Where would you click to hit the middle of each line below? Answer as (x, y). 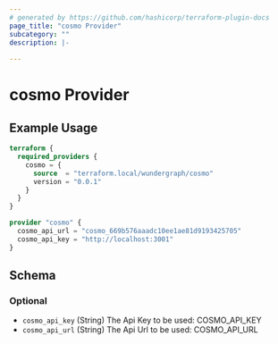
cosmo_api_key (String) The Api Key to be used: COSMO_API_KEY (142, 320)
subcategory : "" (39, 34)
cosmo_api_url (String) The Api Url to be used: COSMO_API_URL (140, 330)
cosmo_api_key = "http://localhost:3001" (96, 239)
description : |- (39, 42)
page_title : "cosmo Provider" (66, 26)
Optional (28, 300)
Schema (33, 276)
